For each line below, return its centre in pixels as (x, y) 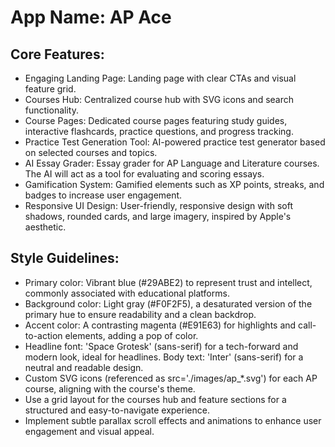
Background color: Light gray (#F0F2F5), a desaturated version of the (168, 303)
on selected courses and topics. (91, 152)
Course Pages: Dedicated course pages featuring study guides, (156, 120)
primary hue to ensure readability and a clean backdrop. (140, 314)
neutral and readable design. (84, 367)
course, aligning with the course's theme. (110, 388)
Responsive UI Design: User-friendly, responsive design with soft (158, 205)
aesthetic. (45, 227)
